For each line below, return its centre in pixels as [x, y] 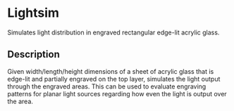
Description [33, 54]
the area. [20, 101]
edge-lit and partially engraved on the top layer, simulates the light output [114, 79]
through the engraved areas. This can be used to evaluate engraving [107, 86]
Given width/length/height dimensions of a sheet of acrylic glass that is [111, 71]
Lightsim [33, 13]
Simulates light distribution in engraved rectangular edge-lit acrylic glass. [113, 32]
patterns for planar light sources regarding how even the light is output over [117, 93]
